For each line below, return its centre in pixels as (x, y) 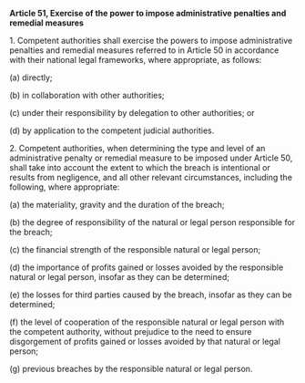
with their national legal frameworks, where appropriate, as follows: (136, 60)
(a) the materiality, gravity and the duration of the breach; (117, 205)
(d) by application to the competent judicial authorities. (112, 130)
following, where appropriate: (65, 187)
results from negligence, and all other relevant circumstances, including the (151, 177)
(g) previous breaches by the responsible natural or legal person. (131, 369)
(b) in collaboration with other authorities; (87, 95)
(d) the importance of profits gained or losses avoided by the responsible (147, 267)
